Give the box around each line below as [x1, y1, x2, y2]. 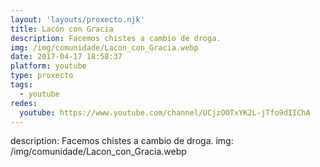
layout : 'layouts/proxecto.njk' [10, 14, 145, 25]
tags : [10, 80, 33, 90]
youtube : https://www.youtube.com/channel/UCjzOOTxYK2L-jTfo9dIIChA [19, 107, 311, 118]
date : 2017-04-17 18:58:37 [10, 52, 123, 62]
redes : [10, 98, 38, 108]
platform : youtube [10, 61, 87, 71]
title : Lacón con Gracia [10, 24, 114, 34]
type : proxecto [10, 71, 74, 81]
